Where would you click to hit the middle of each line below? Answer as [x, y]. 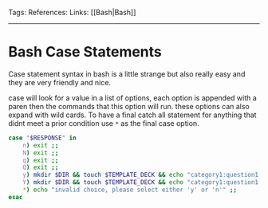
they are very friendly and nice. [60, 82]
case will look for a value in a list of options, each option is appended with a [132, 98]
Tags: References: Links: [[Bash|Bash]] [72, 12]
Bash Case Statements [85, 52]
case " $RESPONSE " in [43, 138]
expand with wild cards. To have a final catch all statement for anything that [132, 115]
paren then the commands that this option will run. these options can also [129, 106]
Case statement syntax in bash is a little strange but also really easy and [127, 74]
